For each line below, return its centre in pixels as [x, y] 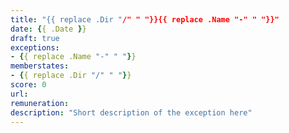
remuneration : [40, 103]
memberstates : [40, 66]
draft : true [35, 38]
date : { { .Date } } [48, 29]
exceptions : [35, 47]
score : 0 [28, 85]
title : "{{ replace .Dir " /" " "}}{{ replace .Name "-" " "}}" [145, 19]
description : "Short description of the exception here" [131, 112]
